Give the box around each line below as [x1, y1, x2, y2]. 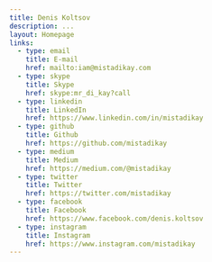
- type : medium [17, 147, 75, 156]
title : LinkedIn [25, 105, 88, 114]
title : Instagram [25, 230, 91, 239]
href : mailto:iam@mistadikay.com [25, 64, 152, 73]
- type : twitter [17, 172, 78, 181]
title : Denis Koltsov [9, 13, 91, 23]
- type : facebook [17, 197, 83, 207]
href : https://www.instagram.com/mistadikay [25, 239, 196, 248]
